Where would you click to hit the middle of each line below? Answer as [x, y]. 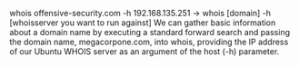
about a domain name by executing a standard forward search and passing [150, 32]
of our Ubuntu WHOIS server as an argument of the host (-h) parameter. [145, 52]
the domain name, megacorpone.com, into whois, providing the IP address [149, 42]
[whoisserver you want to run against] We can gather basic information [143, 23]
